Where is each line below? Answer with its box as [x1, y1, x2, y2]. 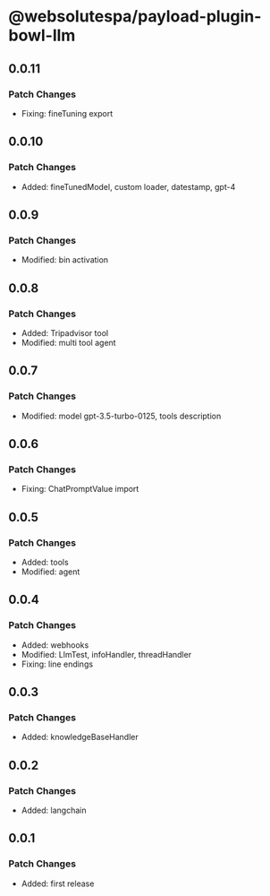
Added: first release [21, 878, 95, 889]
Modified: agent [21, 566, 80, 577]
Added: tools [21, 557, 69, 567]
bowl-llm [8, 25, 76, 46]
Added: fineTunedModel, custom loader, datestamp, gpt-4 [21, 181, 236, 192]
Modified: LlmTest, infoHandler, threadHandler [21, 649, 192, 659]
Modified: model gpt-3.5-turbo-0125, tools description [21, 410, 222, 421]
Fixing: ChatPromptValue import [21, 484, 139, 495]
